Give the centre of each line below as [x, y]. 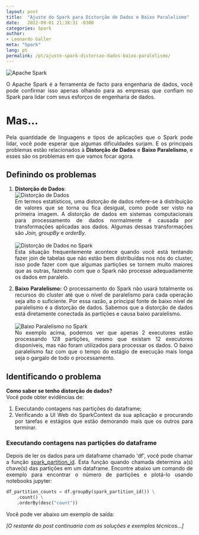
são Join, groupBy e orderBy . [51, 233]
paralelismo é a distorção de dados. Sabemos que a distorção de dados [104, 308]
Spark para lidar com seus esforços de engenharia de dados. [81, 97]
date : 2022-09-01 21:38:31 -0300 [50, 23]
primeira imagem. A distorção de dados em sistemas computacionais [104, 214]
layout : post [22, 12]
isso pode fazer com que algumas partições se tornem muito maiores [104, 265]
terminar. [26, 428]
